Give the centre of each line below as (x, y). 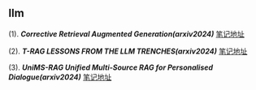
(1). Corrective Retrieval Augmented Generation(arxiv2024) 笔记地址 (127, 34)
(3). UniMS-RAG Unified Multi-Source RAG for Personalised (111, 67)
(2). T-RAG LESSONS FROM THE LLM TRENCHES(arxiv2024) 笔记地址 (128, 51)
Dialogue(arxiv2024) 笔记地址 (60, 77)
